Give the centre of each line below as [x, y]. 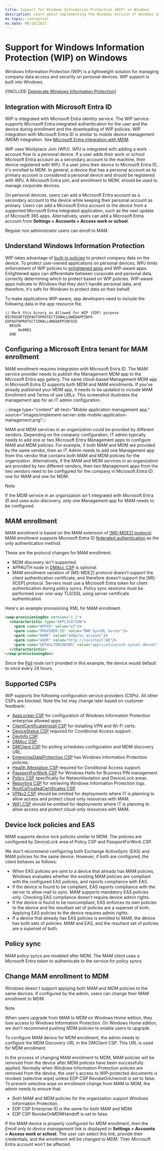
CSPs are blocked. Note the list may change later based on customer [74, 701]
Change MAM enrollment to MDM [57, 976]
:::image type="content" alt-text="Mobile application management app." [78, 409]
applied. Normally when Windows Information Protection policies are [74, 1068]
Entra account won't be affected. [38, 1144]
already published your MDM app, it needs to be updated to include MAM [79, 389]
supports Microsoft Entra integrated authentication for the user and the [76, 124]
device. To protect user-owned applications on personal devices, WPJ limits [81, 263]
